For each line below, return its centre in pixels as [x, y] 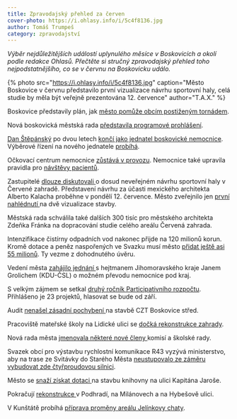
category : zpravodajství [44, 34]
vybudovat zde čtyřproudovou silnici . [62, 367]
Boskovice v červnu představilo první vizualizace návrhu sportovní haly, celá [119, 90]
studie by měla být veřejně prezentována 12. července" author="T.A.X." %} [117, 98]
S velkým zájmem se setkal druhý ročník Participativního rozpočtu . [104, 289]
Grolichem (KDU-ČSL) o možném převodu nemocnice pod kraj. [99, 275]
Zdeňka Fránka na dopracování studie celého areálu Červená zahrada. [110, 225]
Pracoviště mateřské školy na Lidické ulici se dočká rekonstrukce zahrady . [116, 324]
